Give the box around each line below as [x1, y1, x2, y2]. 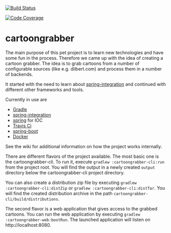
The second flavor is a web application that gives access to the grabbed [5, 205, 158, 212]
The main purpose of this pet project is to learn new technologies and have [5, 49, 164, 56]
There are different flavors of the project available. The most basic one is [5, 153, 159, 159]
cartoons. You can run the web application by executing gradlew [5, 211, 141, 217]
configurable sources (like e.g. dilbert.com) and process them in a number [5, 65, 162, 72]
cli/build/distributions [5, 197, 58, 202]
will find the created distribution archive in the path [5, 190, 113, 196]
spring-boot [12, 128, 38, 134]
